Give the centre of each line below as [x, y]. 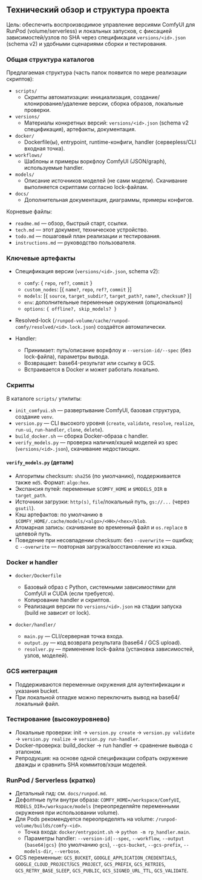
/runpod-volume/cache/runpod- [92, 321]
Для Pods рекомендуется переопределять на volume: [85, 819]
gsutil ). [25, 508]
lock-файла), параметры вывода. [67, 357]
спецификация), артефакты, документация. [80, 129]
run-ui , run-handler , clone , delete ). [59, 429]
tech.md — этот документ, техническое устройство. [81, 230]
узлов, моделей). [46, 656]
